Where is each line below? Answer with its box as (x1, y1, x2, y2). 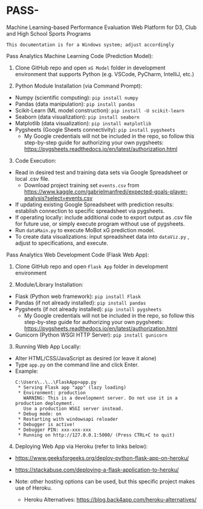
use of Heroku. (14, 484, 53, 491)
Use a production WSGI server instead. (23, 406, 124, 412)
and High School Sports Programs (6, 30, 91, 37)
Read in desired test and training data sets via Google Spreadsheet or (14, 169, 188, 176)
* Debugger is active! (18, 421, 76, 427)
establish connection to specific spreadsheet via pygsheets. (14, 207, 165, 215)
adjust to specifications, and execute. (14, 239, 109, 247)
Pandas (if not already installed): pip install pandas (14, 299, 146, 306)
